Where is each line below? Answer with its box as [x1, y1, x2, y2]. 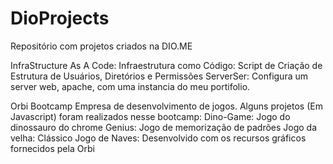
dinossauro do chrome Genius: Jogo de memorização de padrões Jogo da [10, 121, 318, 133]
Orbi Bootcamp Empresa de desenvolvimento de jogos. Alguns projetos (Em [10, 100, 323, 112]
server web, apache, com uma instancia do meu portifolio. [10, 80, 251, 92]
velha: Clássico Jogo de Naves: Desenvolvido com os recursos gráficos [10, 132, 307, 144]
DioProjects [10, 7, 110, 30]
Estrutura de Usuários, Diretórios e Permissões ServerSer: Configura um [10, 70, 309, 82]
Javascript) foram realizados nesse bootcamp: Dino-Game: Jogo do [10, 110, 291, 122]
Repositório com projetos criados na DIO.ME [10, 40, 193, 52]
